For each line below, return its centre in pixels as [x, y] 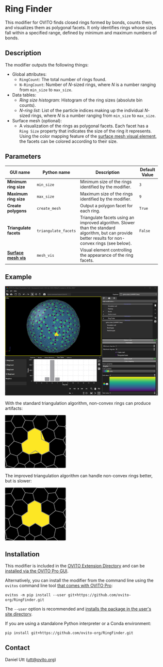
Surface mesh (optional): [37, 120]
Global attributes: [29, 74]
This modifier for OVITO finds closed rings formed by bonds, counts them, [79, 22]
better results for [97, 238]
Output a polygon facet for [106, 205]
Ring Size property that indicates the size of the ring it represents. [85, 131]
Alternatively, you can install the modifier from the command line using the [79, 581]
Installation [22, 554]
